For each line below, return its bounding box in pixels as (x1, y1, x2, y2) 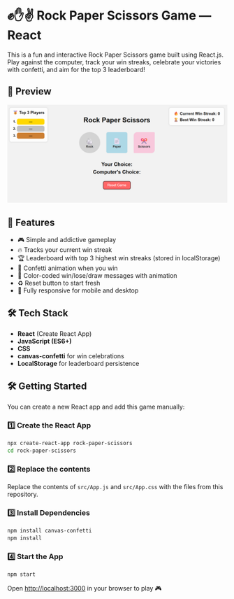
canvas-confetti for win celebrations (17, 351, 124, 360)
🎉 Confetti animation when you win (17, 264, 118, 272)
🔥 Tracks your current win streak (17, 246, 112, 254)
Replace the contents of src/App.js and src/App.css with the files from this (7, 482, 224, 491)
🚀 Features (7, 216, 55, 228)
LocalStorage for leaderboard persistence (17, 359, 140, 367)
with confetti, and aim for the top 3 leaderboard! (7, 65, 145, 73)
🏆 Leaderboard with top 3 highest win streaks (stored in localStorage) (17, 254, 221, 262)
